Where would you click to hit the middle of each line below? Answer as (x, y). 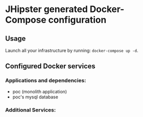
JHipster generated (46, 9)
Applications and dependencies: (46, 80)
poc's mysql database (35, 97)
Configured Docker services (50, 66)
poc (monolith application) (40, 91)
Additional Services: (31, 110)
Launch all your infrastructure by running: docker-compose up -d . (72, 50)
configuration (78, 20)
